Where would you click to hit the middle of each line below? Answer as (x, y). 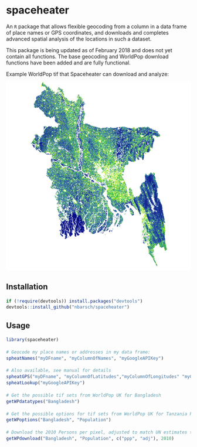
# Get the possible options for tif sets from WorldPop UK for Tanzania (97, 414)
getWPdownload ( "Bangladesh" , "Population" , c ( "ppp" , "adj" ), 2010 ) (90, 439)
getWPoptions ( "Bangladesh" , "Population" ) (59, 420)
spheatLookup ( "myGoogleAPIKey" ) (45, 383)
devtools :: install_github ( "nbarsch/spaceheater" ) (68, 307)
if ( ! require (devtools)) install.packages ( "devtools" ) (74, 301)
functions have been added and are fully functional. (68, 63)
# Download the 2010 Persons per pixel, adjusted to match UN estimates (97, 432)
